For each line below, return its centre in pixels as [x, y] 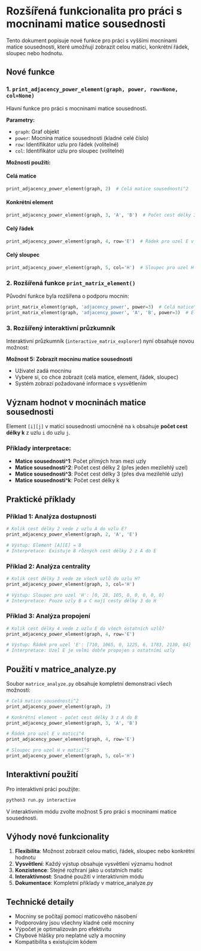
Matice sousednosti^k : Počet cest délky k [67, 480]
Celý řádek [20, 229]
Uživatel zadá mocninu [43, 371]
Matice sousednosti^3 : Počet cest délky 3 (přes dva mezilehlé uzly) [99, 474]
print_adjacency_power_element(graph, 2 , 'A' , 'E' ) [72, 534]
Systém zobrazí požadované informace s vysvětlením [81, 384]
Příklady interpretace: [39, 448]
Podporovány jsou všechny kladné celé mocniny [74, 923]
